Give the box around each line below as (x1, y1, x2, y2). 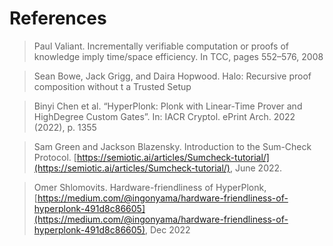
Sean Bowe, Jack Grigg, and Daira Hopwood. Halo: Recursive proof (33, 70, 312, 82)
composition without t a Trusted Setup (33, 80, 192, 92)
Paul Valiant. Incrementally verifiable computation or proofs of (33, 40, 289, 52)
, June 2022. (229, 162, 283, 174)
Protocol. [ (33, 151, 77, 163)
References (9, 7, 107, 30)
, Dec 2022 (145, 223, 191, 236)
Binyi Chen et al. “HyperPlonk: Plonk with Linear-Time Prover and (33, 100, 303, 112)
